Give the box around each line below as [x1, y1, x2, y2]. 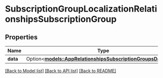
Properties [5, 33, 38, 41]
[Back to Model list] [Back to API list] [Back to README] [5, 68, 116, 74]
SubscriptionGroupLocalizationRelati [5, 3, 158, 15]
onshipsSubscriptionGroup [5, 14, 117, 25]
